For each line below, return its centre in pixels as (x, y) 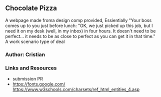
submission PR (28, 79)
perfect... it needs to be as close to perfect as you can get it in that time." (80, 36)
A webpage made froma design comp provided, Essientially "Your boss (78, 20)
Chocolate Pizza (31, 8)
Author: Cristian (25, 54)
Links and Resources (31, 68)
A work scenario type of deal (35, 41)
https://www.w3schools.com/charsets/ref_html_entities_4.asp (76, 89)
